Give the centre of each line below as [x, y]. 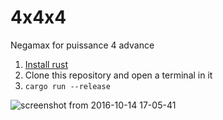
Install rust [46, 64]
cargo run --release [67, 86]
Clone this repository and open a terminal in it [118, 75]
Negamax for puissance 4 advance [82, 45]
